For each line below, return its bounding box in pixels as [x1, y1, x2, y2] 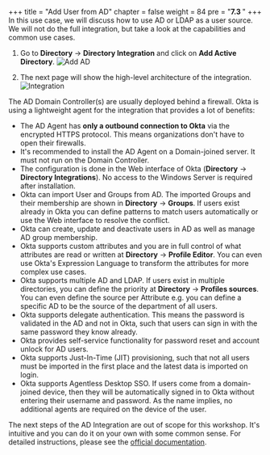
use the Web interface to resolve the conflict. [19, 216, 171, 225]
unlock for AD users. [19, 344, 89, 354]
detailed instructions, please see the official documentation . [8, 437, 207, 447]
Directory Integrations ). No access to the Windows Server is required [19, 173, 253, 182]
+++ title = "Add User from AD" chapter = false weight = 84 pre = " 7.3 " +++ [8, 7, 262, 16]
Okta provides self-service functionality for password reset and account [19, 335, 260, 345]
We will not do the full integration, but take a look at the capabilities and [8, 24, 246, 33]
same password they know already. [19, 327, 139, 336]
